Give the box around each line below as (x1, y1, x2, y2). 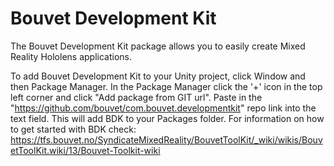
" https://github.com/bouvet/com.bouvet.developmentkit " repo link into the (10, 102, 317, 114)
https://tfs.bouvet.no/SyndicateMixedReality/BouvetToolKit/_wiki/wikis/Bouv (10, 133, 323, 146)
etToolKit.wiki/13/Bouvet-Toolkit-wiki (10, 144, 161, 156)
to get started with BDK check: (10, 123, 137, 135)
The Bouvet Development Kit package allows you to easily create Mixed (10, 40, 306, 52)
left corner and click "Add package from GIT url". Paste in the (10, 91, 263, 103)
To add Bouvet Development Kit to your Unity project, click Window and (10, 70, 306, 82)
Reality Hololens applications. (10, 50, 132, 62)
